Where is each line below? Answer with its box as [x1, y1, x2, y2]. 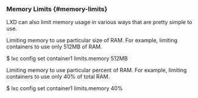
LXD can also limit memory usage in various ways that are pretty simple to [6, 19, 193, 26]
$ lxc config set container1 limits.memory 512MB [6, 55, 128, 62]
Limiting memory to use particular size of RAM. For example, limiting [6, 37, 178, 44]
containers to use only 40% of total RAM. [6, 73, 110, 80]
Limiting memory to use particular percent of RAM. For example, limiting [6, 67, 187, 74]
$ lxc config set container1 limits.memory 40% [6, 85, 123, 92]
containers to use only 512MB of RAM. [6, 43, 102, 50]
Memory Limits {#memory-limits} [6, 5, 108, 13]
